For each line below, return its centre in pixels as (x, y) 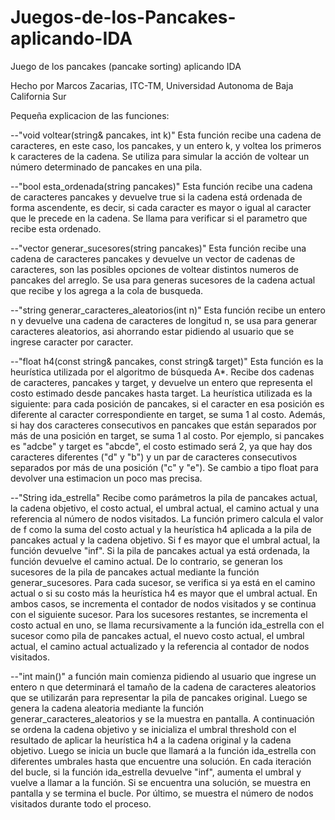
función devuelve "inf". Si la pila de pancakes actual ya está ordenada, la (160, 550)
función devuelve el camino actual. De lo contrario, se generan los (146, 561)
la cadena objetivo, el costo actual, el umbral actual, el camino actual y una (165, 508)
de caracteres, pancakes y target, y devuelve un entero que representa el (161, 382)
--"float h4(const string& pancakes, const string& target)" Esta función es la (167, 361)
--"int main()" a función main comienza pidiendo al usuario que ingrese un (163, 676)
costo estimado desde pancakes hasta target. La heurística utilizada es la (161, 393)
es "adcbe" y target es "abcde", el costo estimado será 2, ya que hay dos (161, 446)
